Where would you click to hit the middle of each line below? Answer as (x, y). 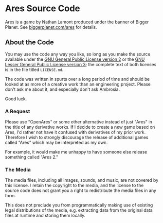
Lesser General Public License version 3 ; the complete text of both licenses (81, 64)
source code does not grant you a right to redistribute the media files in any (81, 190)
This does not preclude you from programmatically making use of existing (79, 205)
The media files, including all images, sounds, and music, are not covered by (82, 180)
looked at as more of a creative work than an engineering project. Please (78, 84)
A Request (18, 111)
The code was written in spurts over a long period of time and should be (77, 79)
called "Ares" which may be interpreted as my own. (56, 143)
